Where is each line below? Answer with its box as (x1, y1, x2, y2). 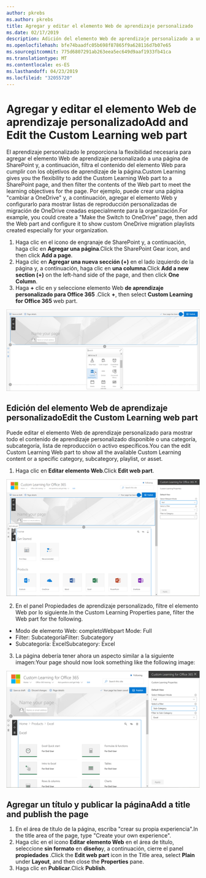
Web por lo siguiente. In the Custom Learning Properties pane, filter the (15, 609, 194, 616)
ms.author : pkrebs (6, 16, 53, 23)
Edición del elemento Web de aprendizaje (6, 403, 168, 414)
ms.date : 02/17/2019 (6, 29, 59, 36)
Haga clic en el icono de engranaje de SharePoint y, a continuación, (15, 238, 186, 246)
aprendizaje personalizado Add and (6, 115, 189, 129)
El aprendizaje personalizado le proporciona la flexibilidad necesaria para (6, 148, 191, 156)
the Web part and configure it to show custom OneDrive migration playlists (6, 220, 195, 227)
